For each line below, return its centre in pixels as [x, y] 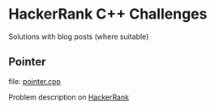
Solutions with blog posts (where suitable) [79, 36]
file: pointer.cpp [34, 81]
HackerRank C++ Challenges [108, 14]
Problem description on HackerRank [69, 97]
